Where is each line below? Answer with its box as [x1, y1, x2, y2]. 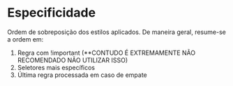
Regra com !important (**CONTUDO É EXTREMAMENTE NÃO [17, 49, 196, 57]
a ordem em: [7, 35, 44, 43]
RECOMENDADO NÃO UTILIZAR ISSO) [17, 55, 128, 64]
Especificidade [7, 5, 96, 21]
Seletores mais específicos [17, 63, 96, 71]
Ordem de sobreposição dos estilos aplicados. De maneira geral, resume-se [7, 28, 227, 36]
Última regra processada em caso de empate [17, 71, 148, 79]
